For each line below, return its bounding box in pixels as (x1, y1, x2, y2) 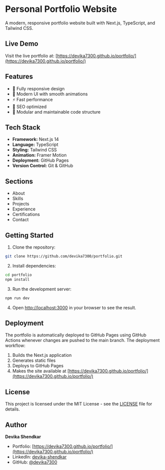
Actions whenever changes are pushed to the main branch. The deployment (5, 337, 160, 343)
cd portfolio (5, 272, 32, 277)
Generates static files (12, 357, 56, 363)
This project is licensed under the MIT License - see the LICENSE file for (5, 401, 152, 407)
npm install (5, 277, 30, 282)
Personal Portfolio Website (5, 3, 117, 15)
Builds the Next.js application (12, 352, 72, 358)
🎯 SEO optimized (12, 103, 47, 110)
